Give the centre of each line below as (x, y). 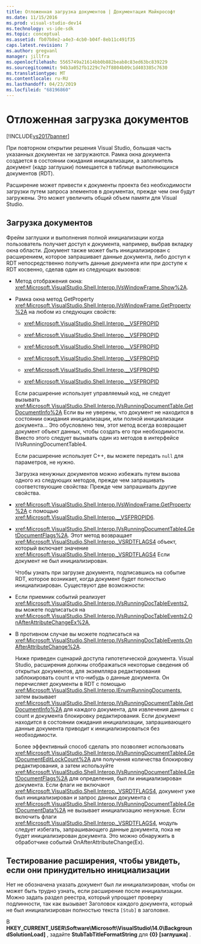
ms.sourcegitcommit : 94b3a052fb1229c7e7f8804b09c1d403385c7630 (87, 68)
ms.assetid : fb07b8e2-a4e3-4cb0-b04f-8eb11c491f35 (71, 40)
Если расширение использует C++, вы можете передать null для (99, 455)
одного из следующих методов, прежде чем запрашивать (90, 480)
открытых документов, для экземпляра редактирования (88, 671)
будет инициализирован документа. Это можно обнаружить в (95, 835)
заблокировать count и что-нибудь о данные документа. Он (92, 677)
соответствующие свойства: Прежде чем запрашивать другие (96, 486)
